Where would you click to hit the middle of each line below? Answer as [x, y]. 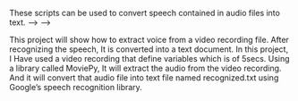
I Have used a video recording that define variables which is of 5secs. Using [149, 59]
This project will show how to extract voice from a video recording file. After [149, 40]
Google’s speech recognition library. [76, 87]
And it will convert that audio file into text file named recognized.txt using [144, 78]
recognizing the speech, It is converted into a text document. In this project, [149, 49]
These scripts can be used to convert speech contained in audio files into [145, 13]
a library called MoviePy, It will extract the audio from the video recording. [145, 68]
